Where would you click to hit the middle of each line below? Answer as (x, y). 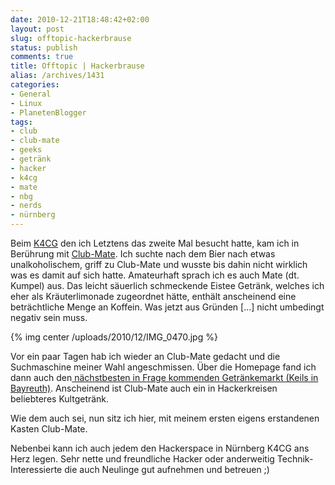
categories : (35, 85)
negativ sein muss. (49, 317)
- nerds (26, 206)
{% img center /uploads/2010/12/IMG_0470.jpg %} (114, 337)
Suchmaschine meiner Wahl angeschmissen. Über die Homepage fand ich (163, 367)
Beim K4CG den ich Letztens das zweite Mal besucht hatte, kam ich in (155, 243)
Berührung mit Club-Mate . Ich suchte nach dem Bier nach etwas (143, 254)
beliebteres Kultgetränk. (60, 399)
